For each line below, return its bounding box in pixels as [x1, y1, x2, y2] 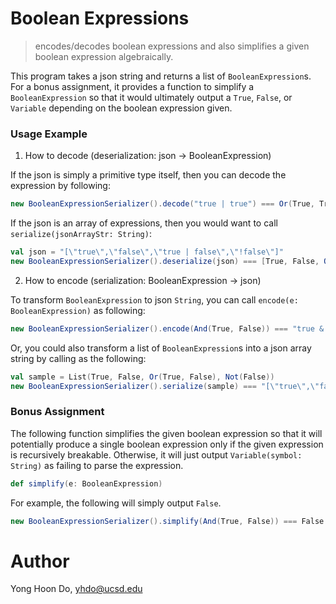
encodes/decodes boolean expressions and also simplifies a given [34, 40, 310, 52]
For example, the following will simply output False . [10, 497, 222, 509]
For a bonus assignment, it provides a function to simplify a [10, 80, 255, 92]
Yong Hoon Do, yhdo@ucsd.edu [10, 583, 143, 595]
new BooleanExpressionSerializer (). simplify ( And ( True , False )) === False [10, 516, 325, 526]
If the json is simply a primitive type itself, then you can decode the [10, 169, 287, 181]
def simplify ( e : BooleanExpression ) [10, 478, 163, 489]
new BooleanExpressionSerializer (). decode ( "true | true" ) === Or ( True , [10, 199, 315, 209]
